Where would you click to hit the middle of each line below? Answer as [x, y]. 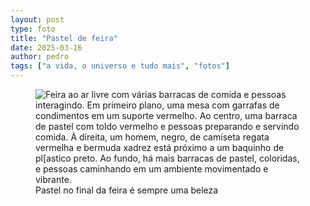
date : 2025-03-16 [46, 47]
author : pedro [40, 57]
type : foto [33, 29]
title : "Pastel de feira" [64, 38]
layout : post [37, 19]
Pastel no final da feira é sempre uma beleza [127, 190]
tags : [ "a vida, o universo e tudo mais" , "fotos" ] [120, 66]
